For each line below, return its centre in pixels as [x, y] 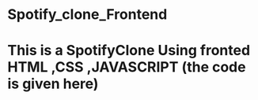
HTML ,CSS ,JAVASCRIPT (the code [127, 67]
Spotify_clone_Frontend [87, 15]
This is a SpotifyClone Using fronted [129, 51]
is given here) [53, 84]
